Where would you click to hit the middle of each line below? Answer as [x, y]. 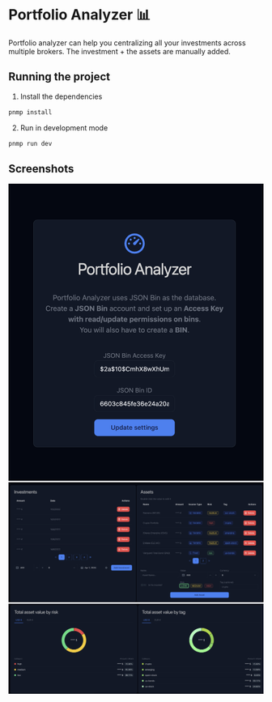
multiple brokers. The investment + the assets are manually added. [119, 51]
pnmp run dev [30, 143]
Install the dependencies [61, 96]
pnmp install [30, 112]
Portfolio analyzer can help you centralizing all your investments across [127, 43]
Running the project [59, 77]
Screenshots [41, 169]
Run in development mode [64, 128]
